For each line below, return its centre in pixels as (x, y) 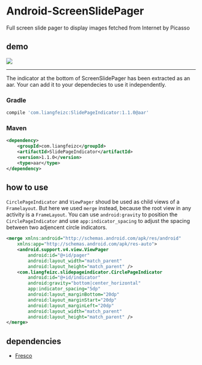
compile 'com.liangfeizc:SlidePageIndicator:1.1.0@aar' (78, 113)
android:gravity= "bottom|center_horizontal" (84, 283)
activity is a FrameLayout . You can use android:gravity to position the (92, 214)
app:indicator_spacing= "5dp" (64, 289)
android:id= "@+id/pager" (59, 255)
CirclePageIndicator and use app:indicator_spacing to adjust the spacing (98, 221)
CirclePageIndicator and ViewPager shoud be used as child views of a (93, 202)
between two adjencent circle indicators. (57, 228)
